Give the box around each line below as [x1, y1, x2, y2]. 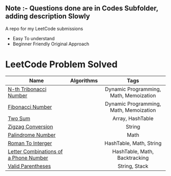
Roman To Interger [8, 139, 52, 146]
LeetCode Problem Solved [5, 58, 118, 70]
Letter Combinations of [8, 148, 63, 155]
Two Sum [8, 114, 31, 122]
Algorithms [70, 77, 98, 84]
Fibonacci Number [8, 103, 52, 110]
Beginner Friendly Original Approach [12, 41, 90, 47]
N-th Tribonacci [8, 85, 47, 93]
